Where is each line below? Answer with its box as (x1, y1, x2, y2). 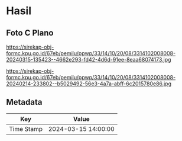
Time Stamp (9, 124, 43, 133)
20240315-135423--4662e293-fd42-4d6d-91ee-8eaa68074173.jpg (6, 56, 171, 63)
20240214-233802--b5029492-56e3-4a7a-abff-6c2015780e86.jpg (6, 80, 172, 87)
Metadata (6, 97, 43, 107)
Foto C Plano (6, 28, 54, 38)
